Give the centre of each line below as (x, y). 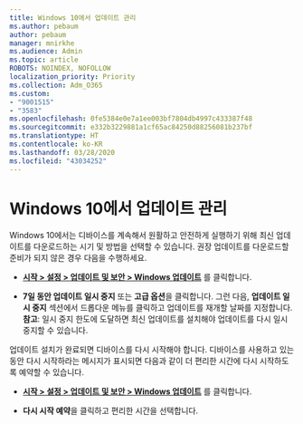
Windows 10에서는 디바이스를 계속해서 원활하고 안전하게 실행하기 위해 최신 (142, 236)
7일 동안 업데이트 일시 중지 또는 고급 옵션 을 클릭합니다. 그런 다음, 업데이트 (151, 296)
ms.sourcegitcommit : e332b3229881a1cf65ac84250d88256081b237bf (131, 128)
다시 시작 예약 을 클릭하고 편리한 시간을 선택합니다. (110, 411)
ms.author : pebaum (44, 26)
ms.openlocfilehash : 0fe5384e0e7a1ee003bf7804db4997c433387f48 (131, 119)
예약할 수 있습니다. (51, 372)
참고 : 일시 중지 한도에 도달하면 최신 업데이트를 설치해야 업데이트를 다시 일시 (155, 319)
